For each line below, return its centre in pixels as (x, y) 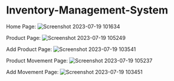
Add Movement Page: (32, 72)
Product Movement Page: (37, 60)
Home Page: (21, 26)
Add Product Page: (29, 49)
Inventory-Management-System (87, 10)
